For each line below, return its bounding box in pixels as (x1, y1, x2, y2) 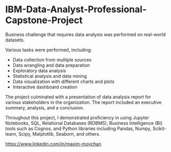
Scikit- (152, 125, 166, 132)
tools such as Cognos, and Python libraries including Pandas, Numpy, (5, 125, 152, 132)
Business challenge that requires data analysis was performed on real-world (5, 31, 166, 37)
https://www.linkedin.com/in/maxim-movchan (5, 141, 102, 147)
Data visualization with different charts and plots (12, 78, 115, 84)
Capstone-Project (5, 14, 83, 26)
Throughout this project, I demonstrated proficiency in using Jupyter (5, 114, 150, 121)
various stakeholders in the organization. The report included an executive (5, 99, 162, 105)
